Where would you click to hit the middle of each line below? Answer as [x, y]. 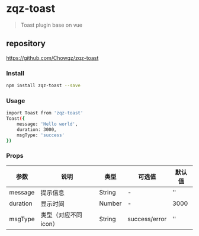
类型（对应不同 [61, 215]
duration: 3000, [37, 129]
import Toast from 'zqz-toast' [45, 113]
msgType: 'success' [41, 135]
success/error [147, 219]
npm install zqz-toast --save [44, 86]
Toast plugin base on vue [52, 25]
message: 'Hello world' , [47, 124]
